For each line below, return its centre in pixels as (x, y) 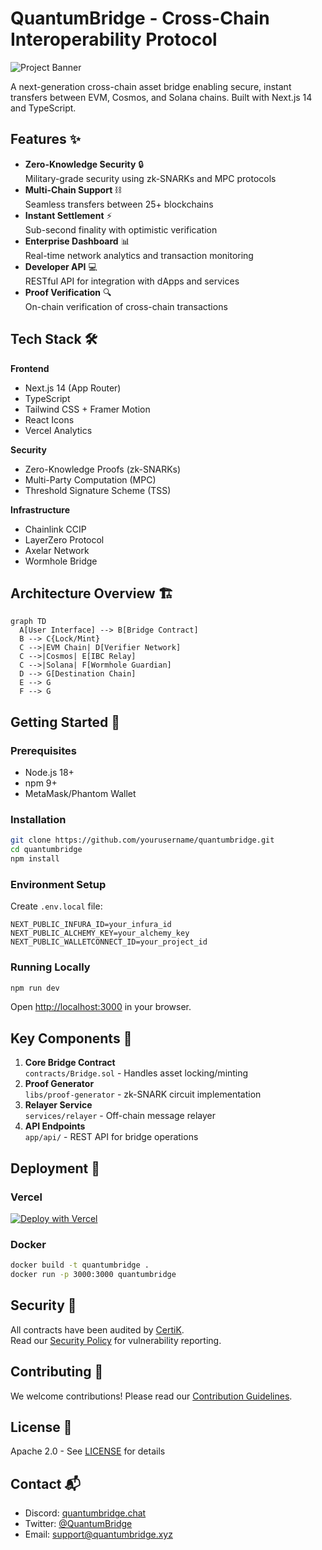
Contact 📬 (45, 1483)
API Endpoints (55, 1126)
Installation (38, 819)
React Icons (49, 419)
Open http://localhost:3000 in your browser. (101, 1007)
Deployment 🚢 (55, 1168)
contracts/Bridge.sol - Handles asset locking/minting (136, 1073)
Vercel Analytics (58, 430)
